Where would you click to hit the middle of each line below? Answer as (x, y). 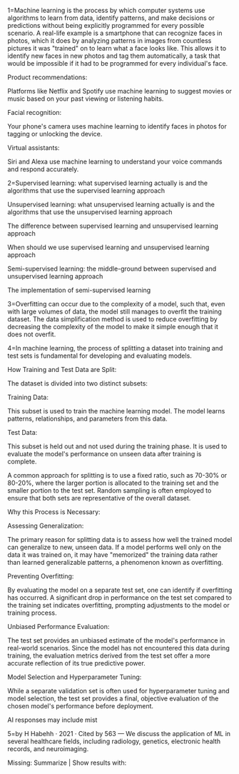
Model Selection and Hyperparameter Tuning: (75, 677)
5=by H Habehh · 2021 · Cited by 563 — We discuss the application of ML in (119, 734)
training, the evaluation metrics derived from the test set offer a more (109, 655)
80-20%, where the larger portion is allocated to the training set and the (113, 483)
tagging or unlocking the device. (55, 134)
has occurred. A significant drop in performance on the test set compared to (119, 598)
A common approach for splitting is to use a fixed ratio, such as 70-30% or (117, 475)
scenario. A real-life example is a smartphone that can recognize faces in (115, 33)
